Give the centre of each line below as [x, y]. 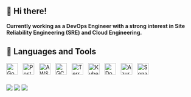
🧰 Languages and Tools [51, 52]
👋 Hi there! [27, 11]
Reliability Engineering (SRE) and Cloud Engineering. [74, 32]
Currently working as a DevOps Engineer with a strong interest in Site [96, 26]
